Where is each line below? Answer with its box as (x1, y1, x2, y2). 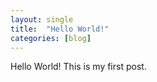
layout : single (10, 14, 74, 25)
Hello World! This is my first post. (10, 61, 147, 73)
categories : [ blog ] (10, 33, 92, 43)
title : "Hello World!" (10, 24, 110, 34)
